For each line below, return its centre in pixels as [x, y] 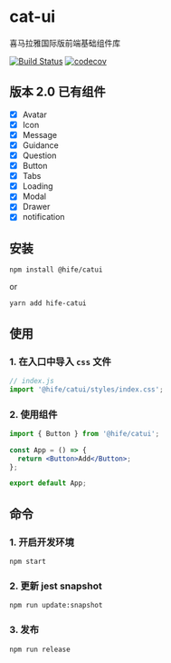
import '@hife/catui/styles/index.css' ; [87, 389]
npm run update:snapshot [56, 606]
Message [39, 134]
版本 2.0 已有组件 [57, 92]
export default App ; [48, 483]
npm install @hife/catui [56, 270]
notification [43, 217]
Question [39, 155]
